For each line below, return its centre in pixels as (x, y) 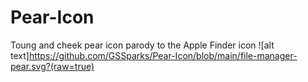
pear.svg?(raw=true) (52, 66)
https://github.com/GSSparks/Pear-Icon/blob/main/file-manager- (163, 55)
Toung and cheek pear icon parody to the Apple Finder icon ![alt (142, 45)
